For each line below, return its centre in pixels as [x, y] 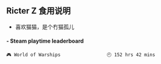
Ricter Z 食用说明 [39, 11]
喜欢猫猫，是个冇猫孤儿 [45, 27]
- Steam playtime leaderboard [45, 41]
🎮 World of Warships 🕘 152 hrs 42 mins [81, 55]
